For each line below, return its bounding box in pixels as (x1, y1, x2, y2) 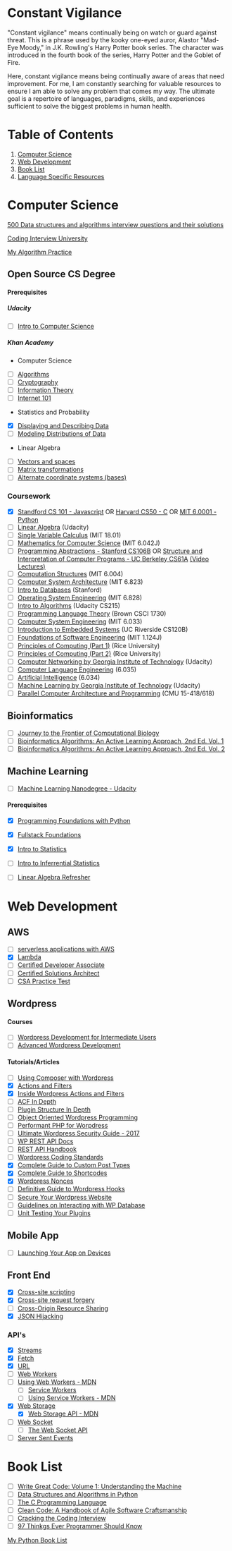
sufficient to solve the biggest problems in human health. (7, 102, 172, 110)
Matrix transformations (17, 466, 84, 474)
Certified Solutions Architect (17, 968, 100, 978)
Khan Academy (7, 339, 54, 347)
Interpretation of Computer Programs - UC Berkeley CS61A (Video (17, 554, 210, 563)
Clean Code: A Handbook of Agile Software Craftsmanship (17, 1506, 188, 1514)
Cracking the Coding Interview (17, 1514, 107, 1522)
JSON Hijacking (17, 1312, 63, 1320)
